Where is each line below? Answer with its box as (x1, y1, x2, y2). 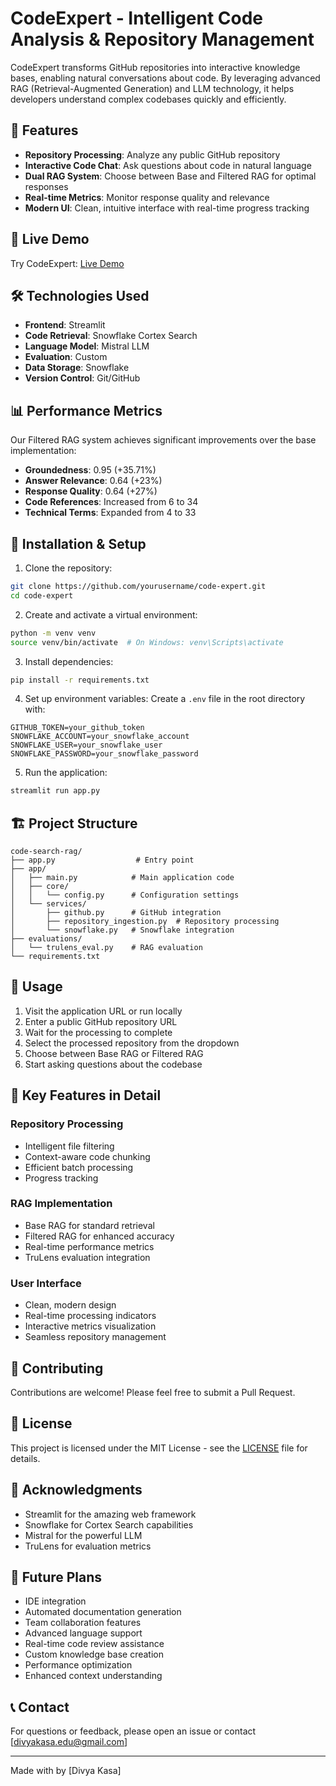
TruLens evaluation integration (24, 1251, 151, 1263)
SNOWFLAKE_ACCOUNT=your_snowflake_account (10, 732, 190, 742)
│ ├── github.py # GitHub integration (10, 908, 222, 918)
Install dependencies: (24, 655, 114, 667)
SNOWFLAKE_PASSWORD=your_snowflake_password (10, 749, 199, 759)
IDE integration (24, 1595, 87, 1607)
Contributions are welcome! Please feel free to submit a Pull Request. (10, 1386, 296, 1398)
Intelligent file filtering (24, 1140, 115, 1152)
